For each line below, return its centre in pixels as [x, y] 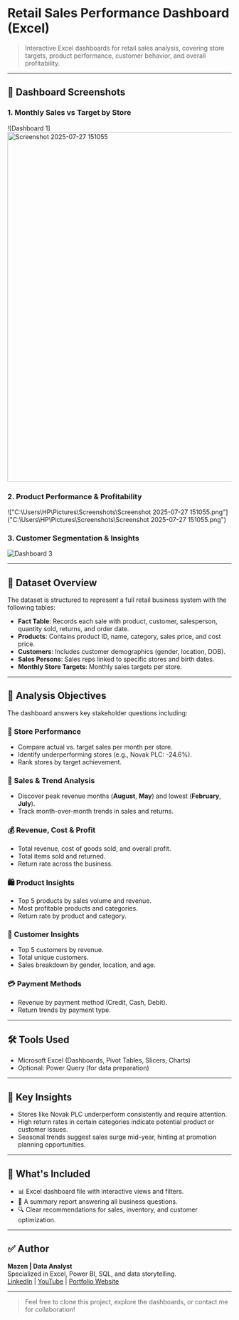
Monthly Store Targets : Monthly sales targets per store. [100, 667]
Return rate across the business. [65, 864]
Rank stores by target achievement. [70, 762]
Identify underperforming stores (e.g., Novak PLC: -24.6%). [105, 754]
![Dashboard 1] [29, 128]
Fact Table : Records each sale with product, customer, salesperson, [118, 621]
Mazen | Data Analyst [40, 1266]
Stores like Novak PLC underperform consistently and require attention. [122, 1115]
